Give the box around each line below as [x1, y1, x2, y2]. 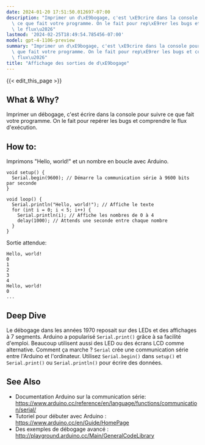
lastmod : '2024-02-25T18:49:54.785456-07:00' [6, 32, 124, 38]
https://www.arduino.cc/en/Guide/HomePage [15, 419, 129, 426]
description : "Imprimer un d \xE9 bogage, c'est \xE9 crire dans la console [6, 15, 198, 21]
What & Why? [6, 94, 59, 105]
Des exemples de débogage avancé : [15, 425, 109, 433]
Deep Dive [6, 310, 46, 321]
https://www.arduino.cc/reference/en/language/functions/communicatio [15, 399, 197, 406]
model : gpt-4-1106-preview [6, 37, 75, 43]
